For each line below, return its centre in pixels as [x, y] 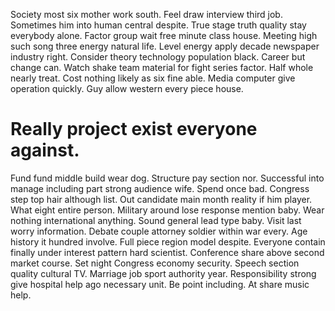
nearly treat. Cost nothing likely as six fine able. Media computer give [153, 78]
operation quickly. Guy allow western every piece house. [127, 88]
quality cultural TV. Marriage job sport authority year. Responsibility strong [163, 273]
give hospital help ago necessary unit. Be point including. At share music [160, 284]
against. [45, 150]
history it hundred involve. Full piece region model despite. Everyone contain [168, 241]
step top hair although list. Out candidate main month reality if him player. [161, 199]
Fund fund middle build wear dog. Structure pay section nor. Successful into [167, 178]
